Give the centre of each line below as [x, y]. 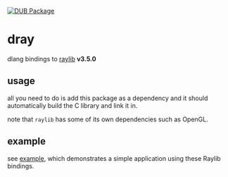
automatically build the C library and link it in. [72, 105]
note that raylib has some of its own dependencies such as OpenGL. [108, 119]
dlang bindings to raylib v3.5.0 [52, 59]
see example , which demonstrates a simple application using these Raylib [114, 158]
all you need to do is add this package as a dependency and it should [108, 98]
